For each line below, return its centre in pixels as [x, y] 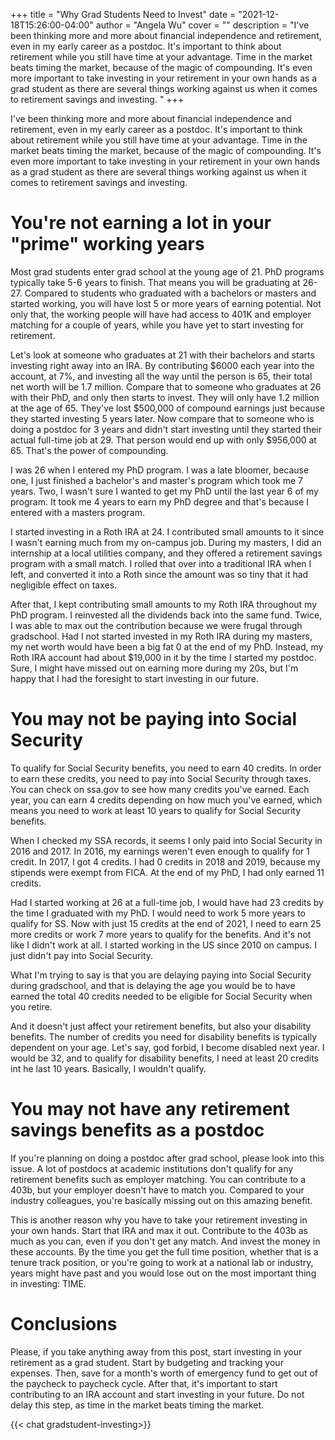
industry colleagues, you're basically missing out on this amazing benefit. [161, 1200]
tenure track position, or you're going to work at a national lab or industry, [162, 1262]
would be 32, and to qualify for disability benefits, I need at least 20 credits [164, 1058]
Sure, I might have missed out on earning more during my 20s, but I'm [154, 668]
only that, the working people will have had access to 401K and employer [161, 314]
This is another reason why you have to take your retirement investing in [159, 1220]
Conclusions [64, 1324]
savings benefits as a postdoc [137, 1130]
